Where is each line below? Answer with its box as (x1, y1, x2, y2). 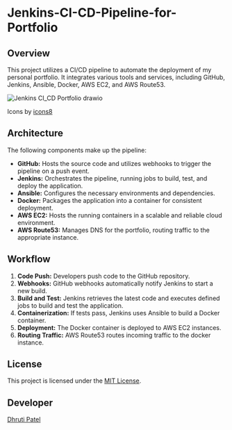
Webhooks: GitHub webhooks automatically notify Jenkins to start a (17, 279, 213, 288)
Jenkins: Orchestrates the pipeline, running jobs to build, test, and (17, 174, 208, 182)
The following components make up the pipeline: (7, 146, 147, 154)
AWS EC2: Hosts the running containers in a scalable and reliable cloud (17, 210, 222, 220)
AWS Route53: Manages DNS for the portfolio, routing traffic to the (17, 226, 210, 234)
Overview (7, 47, 51, 59)
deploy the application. (17, 181, 83, 190)
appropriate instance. (17, 233, 79, 241)
